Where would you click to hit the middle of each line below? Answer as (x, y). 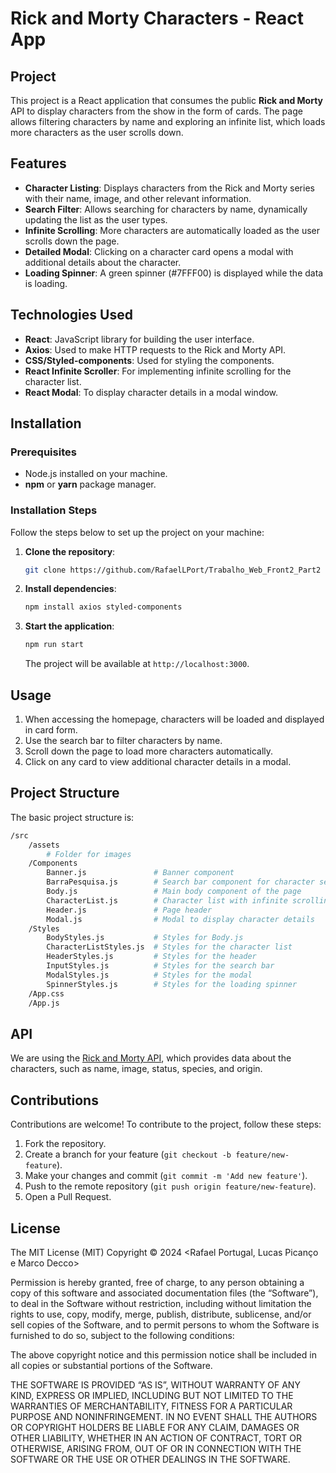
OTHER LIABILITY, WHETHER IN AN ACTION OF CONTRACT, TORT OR (156, 1438)
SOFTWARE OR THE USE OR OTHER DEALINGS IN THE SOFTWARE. (150, 1459)
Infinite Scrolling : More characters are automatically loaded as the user (172, 230)
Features (38, 163)
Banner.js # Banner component (140, 873)
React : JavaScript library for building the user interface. (139, 339)
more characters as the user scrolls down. (97, 132)
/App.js (44, 1003)
